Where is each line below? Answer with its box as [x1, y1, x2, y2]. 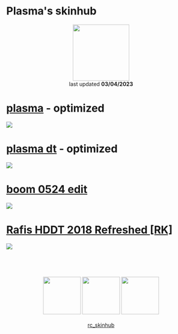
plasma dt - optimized [6, 142, 118, 156]
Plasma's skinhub [6, 4, 97, 18]
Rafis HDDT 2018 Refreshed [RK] [6, 223, 173, 237]
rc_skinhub [87, 321, 115, 329]
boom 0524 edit [6, 183, 88, 196]
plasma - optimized [6, 102, 105, 115]
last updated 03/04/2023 [69, 80, 133, 88]
